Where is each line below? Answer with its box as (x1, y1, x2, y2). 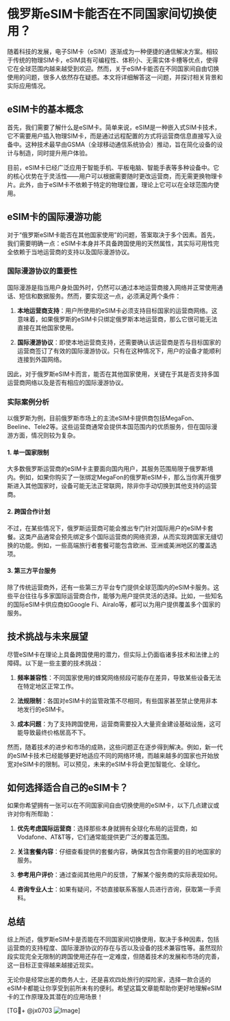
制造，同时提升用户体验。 (18, 149, 91, 157)
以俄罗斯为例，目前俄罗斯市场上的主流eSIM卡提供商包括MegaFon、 (7, 414, 199, 422)
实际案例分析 (7, 397, 50, 406)
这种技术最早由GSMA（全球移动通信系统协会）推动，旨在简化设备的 (25, 140, 217, 148)
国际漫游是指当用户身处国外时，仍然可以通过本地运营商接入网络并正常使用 (7, 283, 217, 291)
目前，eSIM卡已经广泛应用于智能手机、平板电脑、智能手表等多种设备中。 (7, 163, 214, 171)
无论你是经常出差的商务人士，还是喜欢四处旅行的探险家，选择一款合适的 (7, 976, 211, 984)
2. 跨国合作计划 (7, 507, 51, 515)
